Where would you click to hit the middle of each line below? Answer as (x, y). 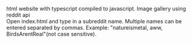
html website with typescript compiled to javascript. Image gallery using (96, 9)
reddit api (18, 15)
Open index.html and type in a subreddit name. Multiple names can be (94, 21)
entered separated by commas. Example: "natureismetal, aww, (84, 27)
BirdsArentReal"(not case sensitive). (52, 34)
